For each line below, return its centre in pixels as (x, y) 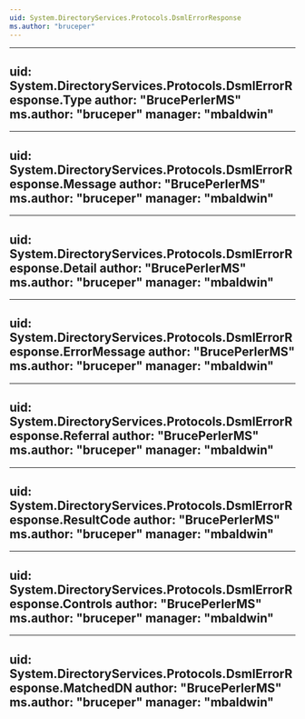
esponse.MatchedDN (71, 688)
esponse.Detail (53, 268)
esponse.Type (51, 100)
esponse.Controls (61, 604)
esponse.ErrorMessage (78, 352)
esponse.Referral (60, 436)
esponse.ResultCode (70, 519)
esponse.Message (63, 184)
